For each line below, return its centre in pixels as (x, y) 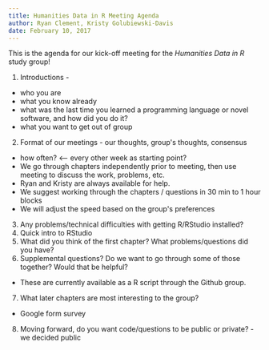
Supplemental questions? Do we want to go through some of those (130, 259)
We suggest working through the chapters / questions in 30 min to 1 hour (140, 192)
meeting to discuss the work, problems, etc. (92, 175)
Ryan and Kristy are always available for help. (95, 183)
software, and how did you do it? (74, 119)
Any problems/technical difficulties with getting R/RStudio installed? (132, 224)
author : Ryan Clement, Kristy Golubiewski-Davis (91, 23)
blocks (31, 200)
